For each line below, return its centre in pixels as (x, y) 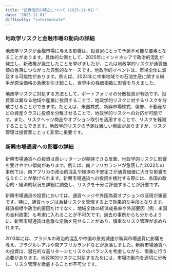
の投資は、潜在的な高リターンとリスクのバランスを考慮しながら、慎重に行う (86, 251)
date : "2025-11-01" (26, 15)
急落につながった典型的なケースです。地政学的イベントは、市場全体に (88, 70)
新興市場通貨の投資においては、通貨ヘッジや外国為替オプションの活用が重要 (86, 195)
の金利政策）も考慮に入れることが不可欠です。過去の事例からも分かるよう (84, 215)
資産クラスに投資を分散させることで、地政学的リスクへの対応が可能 (86, 113)
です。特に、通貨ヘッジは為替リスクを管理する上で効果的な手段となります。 (86, 202)
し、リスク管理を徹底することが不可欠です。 (52, 264)
